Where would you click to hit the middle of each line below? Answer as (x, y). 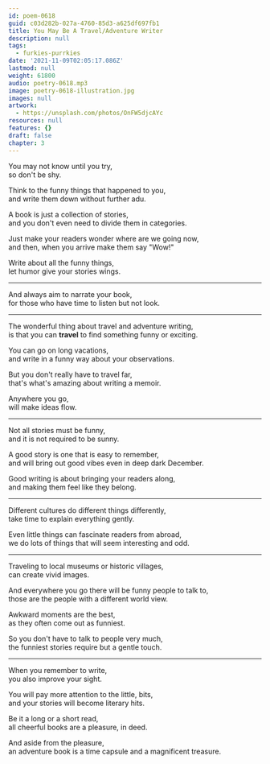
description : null (39, 38)
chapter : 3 (27, 143)
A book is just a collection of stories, (68, 214)
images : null (30, 98)
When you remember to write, (58, 670)
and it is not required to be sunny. (64, 439)
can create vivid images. (49, 574)
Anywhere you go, (39, 399)
